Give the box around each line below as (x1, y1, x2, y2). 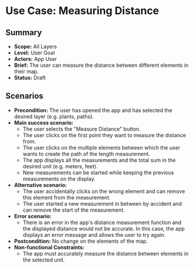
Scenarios (5, 91, 43, 101)
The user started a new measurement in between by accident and (22, 200, 182, 207)
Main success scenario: (13, 119, 74, 126)
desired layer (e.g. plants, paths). (13, 113, 94, 120)
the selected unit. (22, 256, 65, 263)
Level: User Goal (13, 49, 55, 56)
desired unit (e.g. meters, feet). (22, 162, 98, 169)
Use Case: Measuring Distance (5, 4, 159, 18)
